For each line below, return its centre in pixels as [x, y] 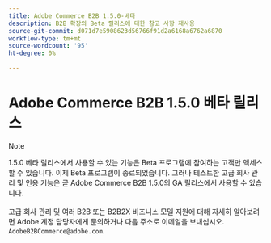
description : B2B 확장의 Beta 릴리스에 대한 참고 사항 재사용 [102, 23]
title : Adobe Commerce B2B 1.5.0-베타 [72, 16]
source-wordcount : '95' [49, 46]
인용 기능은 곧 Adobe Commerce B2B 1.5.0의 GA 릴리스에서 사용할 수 [136, 182]
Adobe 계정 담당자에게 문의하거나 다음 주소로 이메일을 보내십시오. [121, 221]
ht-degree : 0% [32, 53]
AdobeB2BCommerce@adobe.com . [57, 230]
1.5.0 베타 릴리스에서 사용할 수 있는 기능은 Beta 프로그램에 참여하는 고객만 [125, 162]
